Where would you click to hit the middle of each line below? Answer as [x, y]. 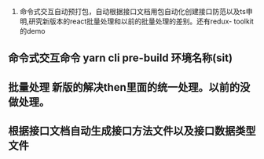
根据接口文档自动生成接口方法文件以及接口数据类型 [132, 131]
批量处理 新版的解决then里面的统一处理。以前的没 [129, 87]
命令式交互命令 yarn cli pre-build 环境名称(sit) [121, 58]
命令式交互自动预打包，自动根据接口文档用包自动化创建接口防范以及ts [132, 11]
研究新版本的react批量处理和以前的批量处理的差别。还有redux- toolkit [141, 21]
